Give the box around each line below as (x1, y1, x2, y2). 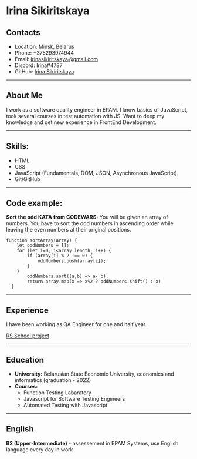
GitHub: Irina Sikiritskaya (14, 68, 74, 75)
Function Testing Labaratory (23, 389, 92, 396)
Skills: (6, 141, 29, 151)
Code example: (6, 198, 63, 208)
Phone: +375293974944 (14, 49, 74, 56)
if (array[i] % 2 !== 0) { (27, 253, 93, 259)
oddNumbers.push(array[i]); (37, 258, 107, 264)
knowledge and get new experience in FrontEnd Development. (6, 119, 157, 126)
